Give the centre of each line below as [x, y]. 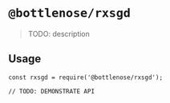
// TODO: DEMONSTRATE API [51, 91]
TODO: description [59, 34]
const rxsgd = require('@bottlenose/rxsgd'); [85, 77]
